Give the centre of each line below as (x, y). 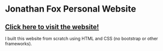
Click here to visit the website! (52, 27)
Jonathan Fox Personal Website (71, 9)
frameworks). (19, 44)
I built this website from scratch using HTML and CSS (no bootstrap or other (81, 38)
